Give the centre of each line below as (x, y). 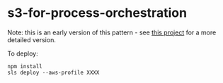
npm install (25, 66)
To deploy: (23, 53)
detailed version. (32, 39)
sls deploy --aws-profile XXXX (53, 72)
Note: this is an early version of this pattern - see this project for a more (112, 32)
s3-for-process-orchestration (97, 13)
